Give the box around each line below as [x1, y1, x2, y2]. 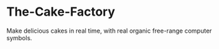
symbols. [6, 33, 32, 42]
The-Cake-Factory [6, 4, 115, 20]
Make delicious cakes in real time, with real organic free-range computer [6, 27, 212, 35]
